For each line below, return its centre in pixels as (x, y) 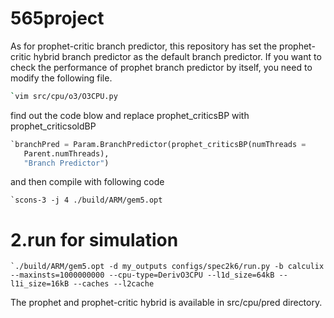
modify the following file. (61, 78)
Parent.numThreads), (66, 153)
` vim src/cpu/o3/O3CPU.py (64, 96)
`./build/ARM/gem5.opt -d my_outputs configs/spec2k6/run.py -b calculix (167, 267)
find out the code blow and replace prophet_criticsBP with (130, 115)
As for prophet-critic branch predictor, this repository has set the (144, 46)
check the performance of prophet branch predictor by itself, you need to (161, 67)
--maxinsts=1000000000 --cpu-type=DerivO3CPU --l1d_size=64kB (142, 275)
